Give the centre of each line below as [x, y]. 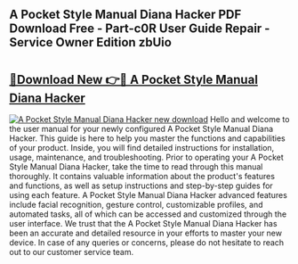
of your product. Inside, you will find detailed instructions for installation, [142, 148]
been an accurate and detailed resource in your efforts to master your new [146, 233]
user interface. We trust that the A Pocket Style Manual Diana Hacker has [143, 223]
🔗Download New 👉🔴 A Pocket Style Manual [133, 79]
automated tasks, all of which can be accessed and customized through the [148, 214]
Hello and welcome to [250, 119]
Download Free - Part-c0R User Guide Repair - [140, 29]
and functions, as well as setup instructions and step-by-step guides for [141, 186]
